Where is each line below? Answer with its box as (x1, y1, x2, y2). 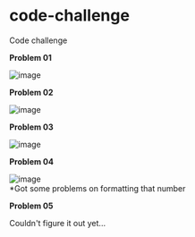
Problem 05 (9, 200, 54, 211)
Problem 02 (9, 87, 54, 97)
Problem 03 (9, 122, 54, 132)
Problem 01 (9, 52, 52, 63)
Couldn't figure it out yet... (9, 217, 106, 228)
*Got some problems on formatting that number (9, 182, 186, 193)
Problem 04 (9, 156, 54, 166)
